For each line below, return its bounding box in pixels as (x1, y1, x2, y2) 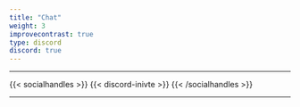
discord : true (9, 46, 62, 55)
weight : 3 (9, 21, 46, 30)
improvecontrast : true (9, 29, 94, 38)
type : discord (9, 37, 62, 47)
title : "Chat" (9, 12, 62, 22)
